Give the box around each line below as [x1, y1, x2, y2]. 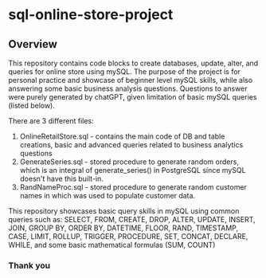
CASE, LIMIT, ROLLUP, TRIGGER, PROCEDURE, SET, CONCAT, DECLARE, [8, 232, 248, 241]
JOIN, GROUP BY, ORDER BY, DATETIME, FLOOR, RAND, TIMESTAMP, [8, 223, 239, 233]
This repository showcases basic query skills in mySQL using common [8, 206, 240, 216]
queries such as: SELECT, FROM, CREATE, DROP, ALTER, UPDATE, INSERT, [8, 215, 256, 224]
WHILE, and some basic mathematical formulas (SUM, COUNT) [8, 241, 216, 249]
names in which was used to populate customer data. [19, 191, 196, 200]
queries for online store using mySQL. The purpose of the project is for [8, 67, 241, 76]
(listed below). [8, 101, 56, 110]
